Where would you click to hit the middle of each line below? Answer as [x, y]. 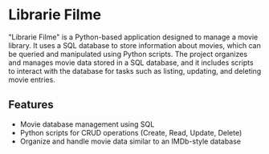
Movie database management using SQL [87, 124]
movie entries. [32, 79]
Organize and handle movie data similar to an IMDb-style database [130, 141]
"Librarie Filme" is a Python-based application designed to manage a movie [133, 37]
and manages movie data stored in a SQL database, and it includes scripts [131, 63]
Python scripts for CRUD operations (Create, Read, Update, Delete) [131, 132]
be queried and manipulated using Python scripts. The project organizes [128, 54]
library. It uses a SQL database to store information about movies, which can [134, 45]
